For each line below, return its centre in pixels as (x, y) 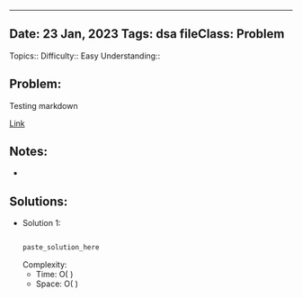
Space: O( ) (57, 284)
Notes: (28, 152)
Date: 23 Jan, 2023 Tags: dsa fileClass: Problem (147, 34)
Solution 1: (41, 223)
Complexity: (44, 265)
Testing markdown (44, 105)
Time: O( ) (54, 275)
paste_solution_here (61, 248)
